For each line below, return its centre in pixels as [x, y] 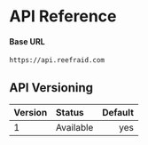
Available [75, 128]
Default [118, 113]
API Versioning [51, 88]
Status [70, 113]
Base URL [27, 41]
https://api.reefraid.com [57, 60]
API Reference [63, 16]
